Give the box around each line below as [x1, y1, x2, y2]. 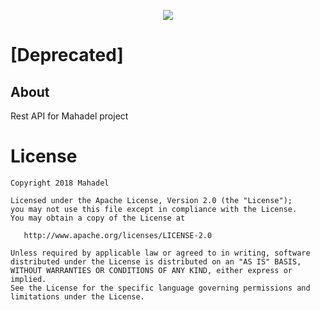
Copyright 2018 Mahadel [10, 178, 110, 188]
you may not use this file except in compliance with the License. [10, 204, 298, 214]
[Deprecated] [10, 44, 124, 67]
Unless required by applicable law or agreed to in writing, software [10, 248, 311, 258]
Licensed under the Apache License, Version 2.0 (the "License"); [10, 195, 293, 205]
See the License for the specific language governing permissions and [10, 283, 311, 293]
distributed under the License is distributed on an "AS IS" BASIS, [10, 256, 302, 267]
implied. [10, 274, 47, 284]
